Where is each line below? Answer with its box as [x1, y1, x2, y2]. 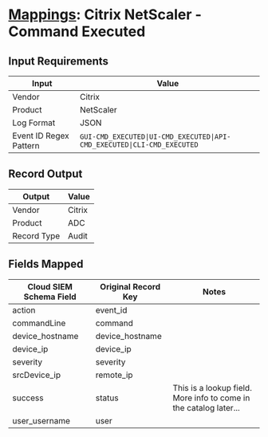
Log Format [12, 117, 56, 128]
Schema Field [23, 291, 77, 302]
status [95, 392, 119, 404]
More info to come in [172, 392, 250, 404]
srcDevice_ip [12, 369, 61, 380]
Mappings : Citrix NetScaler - [8, 6, 202, 24]
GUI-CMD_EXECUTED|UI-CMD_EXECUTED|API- [79, 132, 231, 141]
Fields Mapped [8, 258, 84, 271]
